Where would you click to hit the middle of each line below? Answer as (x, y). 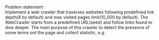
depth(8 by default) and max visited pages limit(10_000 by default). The (77, 17)
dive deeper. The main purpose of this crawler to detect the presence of (77, 27)
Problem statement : (25, 7)
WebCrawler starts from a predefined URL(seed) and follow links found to (79, 22)
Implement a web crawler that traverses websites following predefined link (80, 12)
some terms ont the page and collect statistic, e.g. (55, 33)
